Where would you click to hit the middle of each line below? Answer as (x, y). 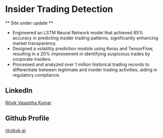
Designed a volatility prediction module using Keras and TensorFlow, (83, 48)
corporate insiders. (32, 59)
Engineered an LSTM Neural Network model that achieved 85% (78, 32)
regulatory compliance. (36, 75)
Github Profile (27, 118)
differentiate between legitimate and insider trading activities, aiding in (85, 69)
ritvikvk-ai (15, 130)
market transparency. (34, 43)
